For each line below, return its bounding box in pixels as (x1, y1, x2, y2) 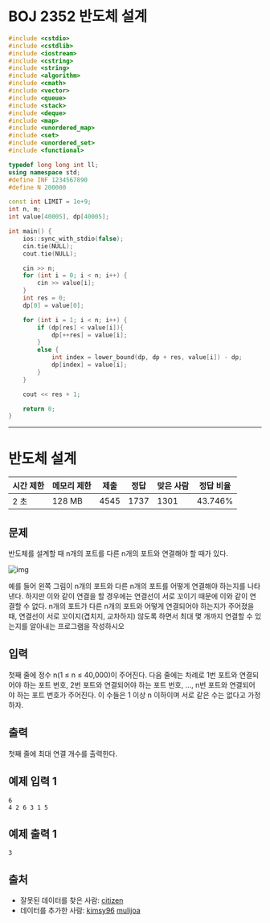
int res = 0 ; (22, 294, 67, 302)
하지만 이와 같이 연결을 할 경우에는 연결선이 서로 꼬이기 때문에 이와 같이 (25, 591, 248, 601)
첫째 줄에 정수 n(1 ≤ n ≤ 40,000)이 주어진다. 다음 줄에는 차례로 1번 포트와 (8, 670, 238, 680)
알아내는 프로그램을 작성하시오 (29, 622, 125, 631)
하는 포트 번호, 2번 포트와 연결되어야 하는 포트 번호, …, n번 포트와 (22, 680, 228, 689)
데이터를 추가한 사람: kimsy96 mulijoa (19, 905, 141, 916)
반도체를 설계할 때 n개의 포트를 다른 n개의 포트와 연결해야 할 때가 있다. (8, 549, 229, 558)
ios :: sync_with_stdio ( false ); (22, 235, 125, 243)
